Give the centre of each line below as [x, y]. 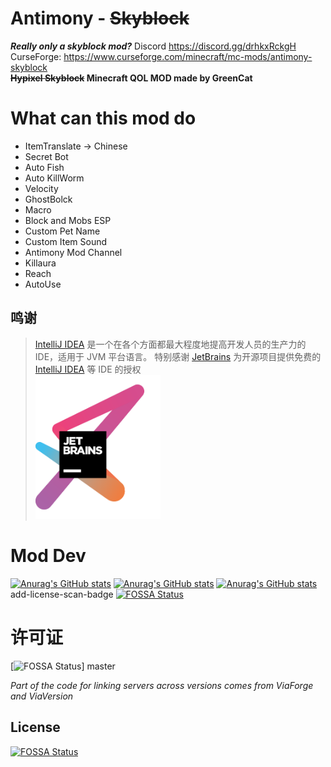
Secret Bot [46, 156]
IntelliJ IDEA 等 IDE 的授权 [88, 369]
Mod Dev [48, 556]
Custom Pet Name [62, 231]
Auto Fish [44, 167]
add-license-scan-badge [62, 594]
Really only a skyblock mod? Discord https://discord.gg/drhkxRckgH [153, 46]
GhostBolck [48, 199]
